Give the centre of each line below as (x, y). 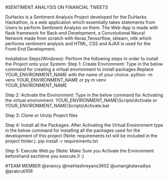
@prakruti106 (19, 171)
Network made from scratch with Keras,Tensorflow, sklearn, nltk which (78, 38)
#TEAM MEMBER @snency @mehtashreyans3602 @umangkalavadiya (78, 166)
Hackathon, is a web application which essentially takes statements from (80, 22)
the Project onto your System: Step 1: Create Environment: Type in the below (84, 64)
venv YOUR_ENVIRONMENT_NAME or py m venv (56, 80)
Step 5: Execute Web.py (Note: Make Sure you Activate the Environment (79, 151)
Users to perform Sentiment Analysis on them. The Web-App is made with (82, 28)
